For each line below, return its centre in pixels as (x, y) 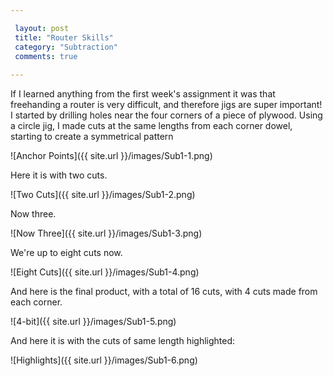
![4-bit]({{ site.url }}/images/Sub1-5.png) (93, 322)
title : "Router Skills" (64, 37)
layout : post (42, 28)
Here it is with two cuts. (59, 175)
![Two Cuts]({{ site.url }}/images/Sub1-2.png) (103, 195)
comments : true (46, 56)
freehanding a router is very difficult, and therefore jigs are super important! (166, 105)
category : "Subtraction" (66, 47)
